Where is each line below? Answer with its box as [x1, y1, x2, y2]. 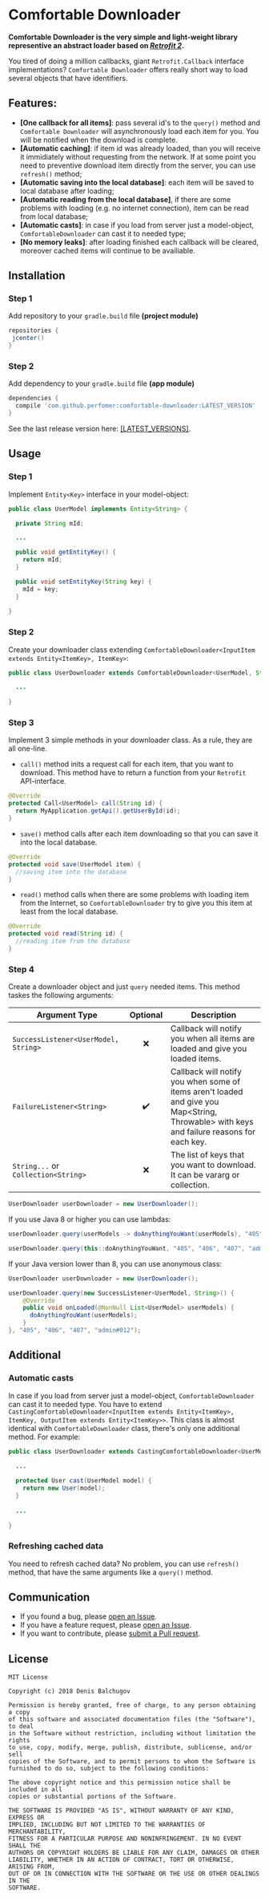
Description [191, 1009, 237, 1020]
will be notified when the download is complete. [19, 135, 178, 144]
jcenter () [11, 335, 45, 343]
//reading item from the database [15, 937, 130, 946]
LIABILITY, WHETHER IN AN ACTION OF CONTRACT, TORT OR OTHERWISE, [8, 1855, 235, 1864]
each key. [171, 1137, 207, 1148]
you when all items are [171, 1033, 255, 1044]
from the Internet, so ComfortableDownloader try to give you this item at [19, 898, 253, 908]
